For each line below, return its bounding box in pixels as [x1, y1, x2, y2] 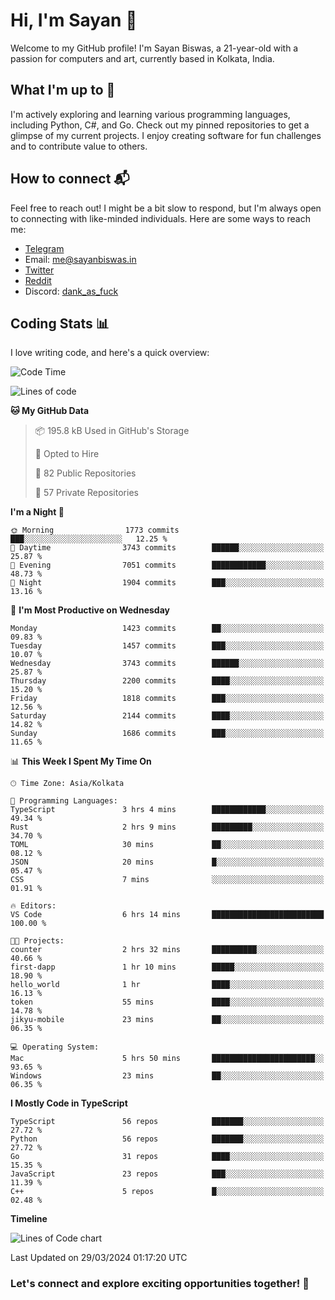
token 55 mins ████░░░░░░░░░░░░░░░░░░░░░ [10, 997, 325, 1008]
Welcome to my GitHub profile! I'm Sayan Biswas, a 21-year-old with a [10, 42, 299, 54]
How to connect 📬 [10, 170, 130, 188]
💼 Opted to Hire [34, 448, 100, 460]
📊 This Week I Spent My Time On [10, 755, 152, 768]
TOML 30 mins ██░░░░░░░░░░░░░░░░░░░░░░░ [10, 840, 325, 850]
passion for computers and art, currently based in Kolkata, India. [10, 52, 275, 64]
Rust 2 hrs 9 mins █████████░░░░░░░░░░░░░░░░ [10, 822, 325, 833]
